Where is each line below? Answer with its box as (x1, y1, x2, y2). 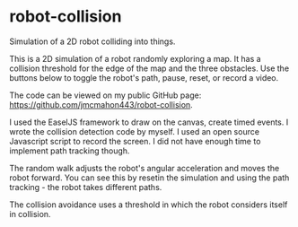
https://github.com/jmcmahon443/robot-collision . (9, 99, 193, 109)
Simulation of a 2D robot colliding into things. (9, 36, 176, 47)
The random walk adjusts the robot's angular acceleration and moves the (9, 162, 280, 173)
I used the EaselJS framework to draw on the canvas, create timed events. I (9, 117, 289, 127)
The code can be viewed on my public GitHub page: (9, 90, 202, 100)
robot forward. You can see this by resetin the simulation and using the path (9, 172, 290, 183)
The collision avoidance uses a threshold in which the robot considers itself (9, 199, 288, 210)
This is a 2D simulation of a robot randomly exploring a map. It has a (9, 53, 262, 64)
